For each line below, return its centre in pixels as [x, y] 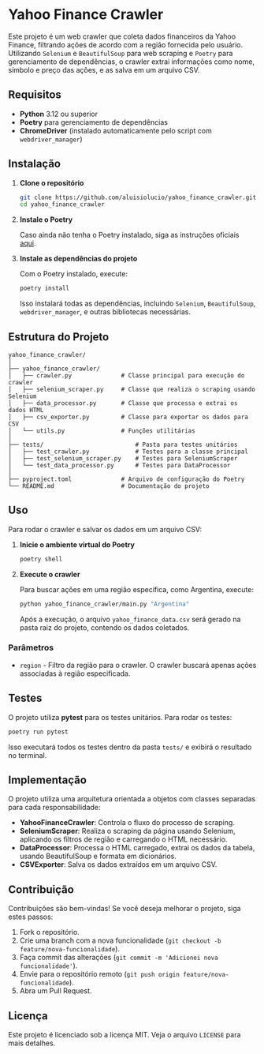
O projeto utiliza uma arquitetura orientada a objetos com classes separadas [132, 799]
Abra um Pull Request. [56, 991]
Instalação [35, 164]
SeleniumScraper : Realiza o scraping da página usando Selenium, [127, 831]
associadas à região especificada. [75, 673]
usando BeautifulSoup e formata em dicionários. [98, 856]
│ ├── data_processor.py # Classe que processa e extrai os [123, 403]
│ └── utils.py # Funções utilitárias [102, 431]
